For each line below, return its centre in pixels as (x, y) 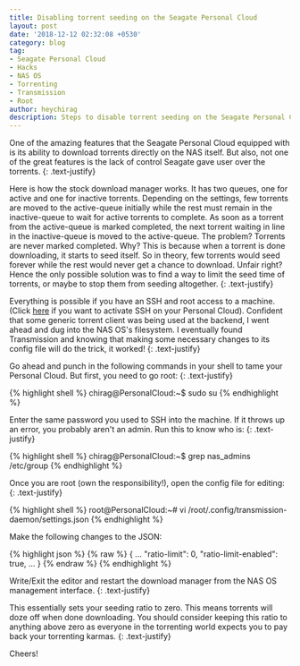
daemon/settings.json (49, 519)
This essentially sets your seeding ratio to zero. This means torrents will (141, 608)
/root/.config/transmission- (237, 510)
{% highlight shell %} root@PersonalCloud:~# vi (98, 510)
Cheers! (24, 653)
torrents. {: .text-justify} (53, 172)
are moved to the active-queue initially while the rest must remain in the (141, 208)
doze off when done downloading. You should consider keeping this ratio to (148, 618)
